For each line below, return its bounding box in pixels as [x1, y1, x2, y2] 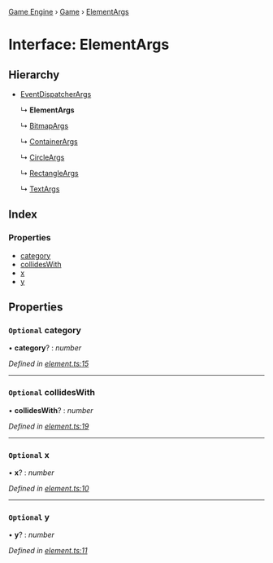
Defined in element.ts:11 [8, 546, 88, 556]
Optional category [8, 325, 81, 336]
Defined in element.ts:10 [8, 483, 89, 493]
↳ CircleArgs [19, 152, 65, 162]
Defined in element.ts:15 [8, 358, 89, 369]
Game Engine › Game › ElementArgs [8, 7, 129, 16]
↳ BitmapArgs [19, 121, 69, 130]
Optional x [8, 449, 50, 460]
